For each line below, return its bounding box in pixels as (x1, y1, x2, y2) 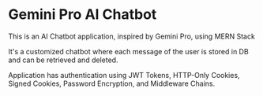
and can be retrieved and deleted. (8, 55, 118, 65)
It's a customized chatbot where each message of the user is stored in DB (8, 46, 249, 56)
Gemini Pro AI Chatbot (8, 6, 157, 24)
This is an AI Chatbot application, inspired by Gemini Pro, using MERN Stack (8, 31, 255, 41)
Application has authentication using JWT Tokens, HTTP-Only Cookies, (8, 70, 240, 79)
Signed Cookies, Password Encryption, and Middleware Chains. (8, 79, 216, 88)
